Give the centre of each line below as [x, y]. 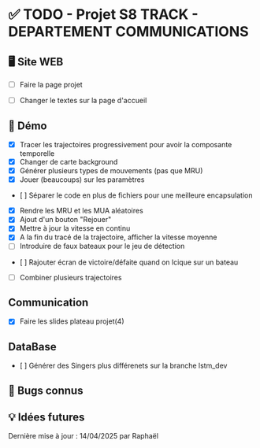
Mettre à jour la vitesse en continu [75, 228]
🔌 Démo [28, 126]
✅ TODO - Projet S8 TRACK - [103, 15]
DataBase [32, 347]
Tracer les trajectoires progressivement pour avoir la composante [126, 144]
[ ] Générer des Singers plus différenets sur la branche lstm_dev [123, 366]
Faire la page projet [51, 85]
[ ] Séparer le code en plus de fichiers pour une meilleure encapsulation [136, 195]
